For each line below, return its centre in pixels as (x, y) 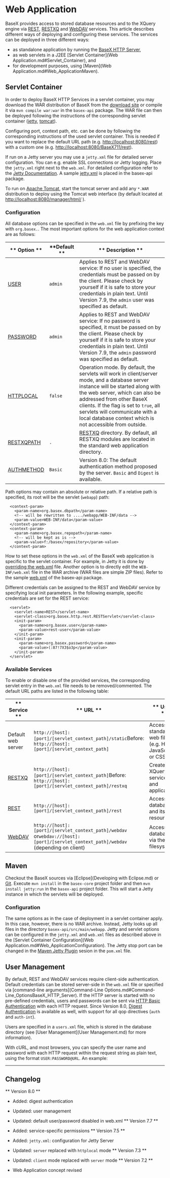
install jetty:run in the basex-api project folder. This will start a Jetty (79, 889)
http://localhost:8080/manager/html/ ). (46, 199)
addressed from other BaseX (113, 399)
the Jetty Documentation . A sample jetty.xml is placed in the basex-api (79, 173)
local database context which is (117, 418)
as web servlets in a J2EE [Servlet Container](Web (65, 55)
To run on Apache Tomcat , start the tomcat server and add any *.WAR (77, 188)
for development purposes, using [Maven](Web (62, 66)
